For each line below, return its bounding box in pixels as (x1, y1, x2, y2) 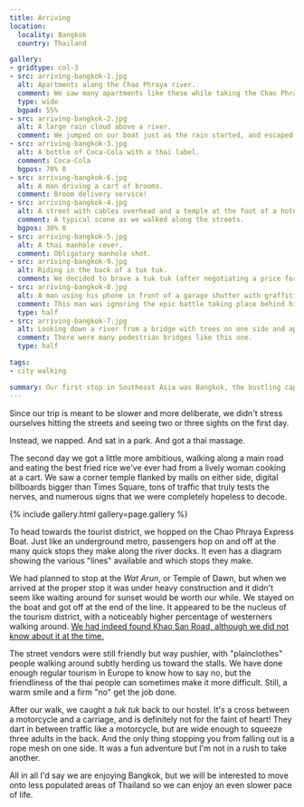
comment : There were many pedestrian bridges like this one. (17, 333, 253, 343)
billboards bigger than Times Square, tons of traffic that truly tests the (9, 481, 270, 492)
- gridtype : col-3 (9, 63, 79, 73)
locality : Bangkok (17, 30, 88, 39)
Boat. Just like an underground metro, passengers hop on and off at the (9, 536, 277, 547)
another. (9, 752, 41, 763)
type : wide (17, 97, 59, 106)
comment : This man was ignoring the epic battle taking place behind (17, 299, 285, 308)
